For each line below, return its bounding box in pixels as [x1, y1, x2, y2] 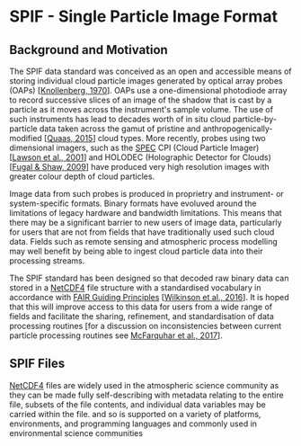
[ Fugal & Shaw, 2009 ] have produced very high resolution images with [9, 162, 270, 172]
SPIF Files [9, 356, 66, 371]
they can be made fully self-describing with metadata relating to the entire [9, 389, 285, 400]
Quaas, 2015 [46, 133, 93, 143]
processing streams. [9, 255, 85, 266]
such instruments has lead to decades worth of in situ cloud [9, 114, 231, 124]
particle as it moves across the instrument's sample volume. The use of [9, 104, 274, 114]
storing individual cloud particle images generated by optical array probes [9, 76, 283, 86]
